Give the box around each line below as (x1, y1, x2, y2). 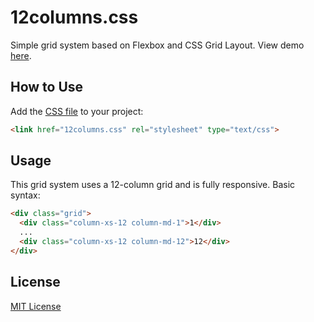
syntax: (10, 189, 41, 201)
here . (10, 49, 32, 61)
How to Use (10, 79, 84, 96)
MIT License (10, 300, 62, 312)
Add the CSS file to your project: (10, 105, 144, 117)
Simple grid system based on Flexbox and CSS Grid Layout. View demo (10, 39, 305, 51)
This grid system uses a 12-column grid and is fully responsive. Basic (10, 179, 296, 191)
